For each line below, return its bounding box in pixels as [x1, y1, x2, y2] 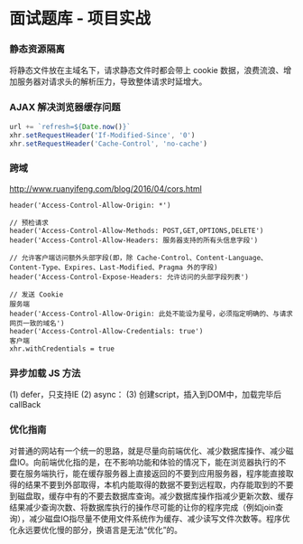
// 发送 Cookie [9, 290, 64, 299]
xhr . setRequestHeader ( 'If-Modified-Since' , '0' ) [9, 130, 196, 140]
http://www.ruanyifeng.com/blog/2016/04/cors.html [9, 183, 203, 194]
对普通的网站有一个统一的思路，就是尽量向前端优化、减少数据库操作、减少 [9, 446, 286, 456]
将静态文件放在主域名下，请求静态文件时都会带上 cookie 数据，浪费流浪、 [9, 65, 284, 76]
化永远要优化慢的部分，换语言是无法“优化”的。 [9, 525, 183, 536]
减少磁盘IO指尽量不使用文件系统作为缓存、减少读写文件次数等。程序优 [28, 513, 290, 524]
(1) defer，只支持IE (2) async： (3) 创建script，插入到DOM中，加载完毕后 [9, 389, 282, 399]
